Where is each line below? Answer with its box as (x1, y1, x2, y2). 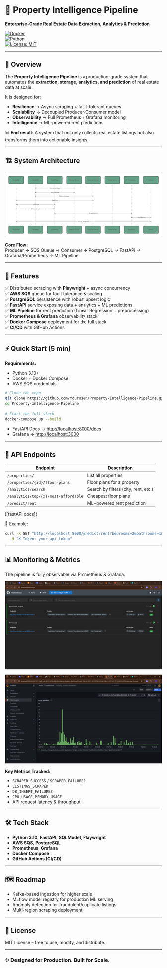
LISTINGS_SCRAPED (12, 784, 49, 789)
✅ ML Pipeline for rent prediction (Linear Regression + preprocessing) (5, 308, 149, 314)
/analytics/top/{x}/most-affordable (7, 494, 83, 499)
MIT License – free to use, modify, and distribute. (5, 940, 106, 946)
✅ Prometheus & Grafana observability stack (5, 313, 98, 319)
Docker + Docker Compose (12, 375, 69, 381)
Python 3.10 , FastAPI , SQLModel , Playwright (12, 834, 106, 840)
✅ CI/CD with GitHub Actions (5, 324, 65, 331)
